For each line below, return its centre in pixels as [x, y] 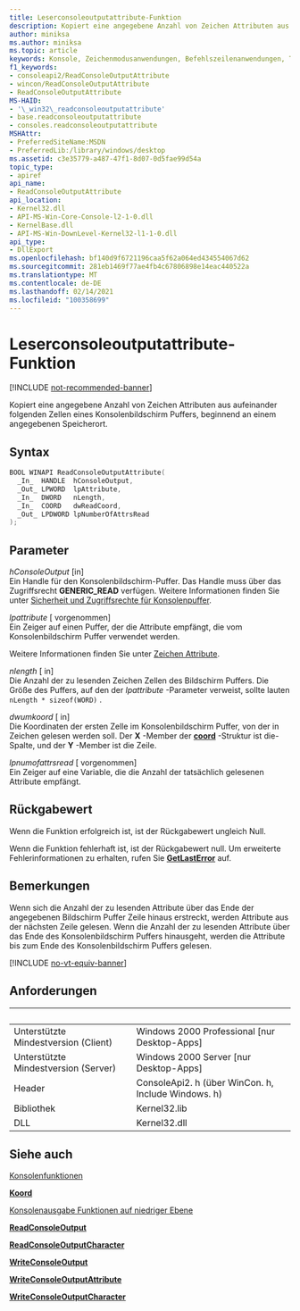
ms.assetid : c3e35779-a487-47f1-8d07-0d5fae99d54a [105, 159]
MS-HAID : [25, 100]
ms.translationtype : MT [54, 275]
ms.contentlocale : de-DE [55, 283]
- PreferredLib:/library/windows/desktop [87, 150]
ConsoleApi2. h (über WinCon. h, [205, 1082]
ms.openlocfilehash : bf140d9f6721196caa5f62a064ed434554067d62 [129, 259]
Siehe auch [41, 1154]
